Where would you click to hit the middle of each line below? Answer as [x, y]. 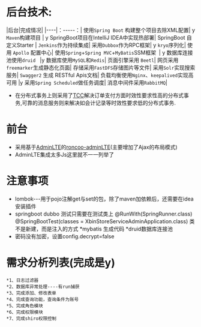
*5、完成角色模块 [25, 306]
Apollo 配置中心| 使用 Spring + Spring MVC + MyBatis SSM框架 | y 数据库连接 [103, 52]
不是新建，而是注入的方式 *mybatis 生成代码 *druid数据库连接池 [94, 229]
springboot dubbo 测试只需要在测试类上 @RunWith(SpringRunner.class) [103, 214]
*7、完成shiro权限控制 [31, 319]
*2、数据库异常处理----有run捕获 [43, 286]
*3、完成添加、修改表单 [31, 293]
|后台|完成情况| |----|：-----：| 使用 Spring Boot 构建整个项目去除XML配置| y [101, 30]
